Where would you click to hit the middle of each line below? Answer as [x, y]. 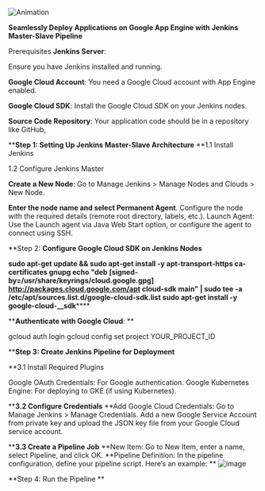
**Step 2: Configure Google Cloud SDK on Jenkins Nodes [105, 248]
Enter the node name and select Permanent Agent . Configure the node [126, 207]
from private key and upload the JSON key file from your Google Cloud [124, 423]
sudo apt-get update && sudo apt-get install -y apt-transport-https [121, 264]
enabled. [23, 90]
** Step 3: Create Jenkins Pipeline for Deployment [92, 352]
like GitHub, [27, 129]
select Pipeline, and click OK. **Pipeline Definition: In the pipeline [116, 455]
